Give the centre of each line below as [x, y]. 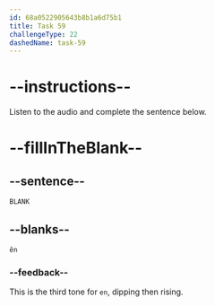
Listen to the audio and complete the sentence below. [108, 112]
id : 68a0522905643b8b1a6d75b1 [66, 17]
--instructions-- [70, 87]
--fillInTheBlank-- [76, 148]
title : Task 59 [38, 26]
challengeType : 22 [43, 34]
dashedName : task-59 [48, 43]
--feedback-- [39, 272]
